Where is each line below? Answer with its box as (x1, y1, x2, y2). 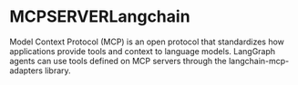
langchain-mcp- (228, 55, 290, 66)
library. (45, 65, 71, 76)
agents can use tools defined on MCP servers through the (9, 55, 227, 66)
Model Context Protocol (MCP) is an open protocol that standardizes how (9, 36, 285, 47)
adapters (9, 65, 44, 76)
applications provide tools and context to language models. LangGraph (9, 45, 276, 56)
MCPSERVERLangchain (9, 6, 190, 27)
